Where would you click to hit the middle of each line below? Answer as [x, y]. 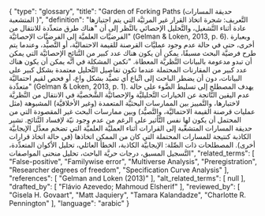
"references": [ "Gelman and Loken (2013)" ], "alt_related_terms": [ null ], [127, 178]
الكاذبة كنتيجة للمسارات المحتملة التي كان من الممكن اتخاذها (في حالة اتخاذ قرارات [130, 136]
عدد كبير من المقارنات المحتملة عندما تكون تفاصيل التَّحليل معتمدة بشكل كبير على [128, 70]
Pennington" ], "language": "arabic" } [69, 203]
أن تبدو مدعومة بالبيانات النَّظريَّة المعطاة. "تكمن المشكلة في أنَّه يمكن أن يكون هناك [131, 61]
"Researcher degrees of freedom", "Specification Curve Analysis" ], [119, 170]
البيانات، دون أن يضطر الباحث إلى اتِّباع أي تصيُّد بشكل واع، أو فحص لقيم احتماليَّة [126, 78]
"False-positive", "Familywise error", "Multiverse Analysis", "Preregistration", [133, 161]
